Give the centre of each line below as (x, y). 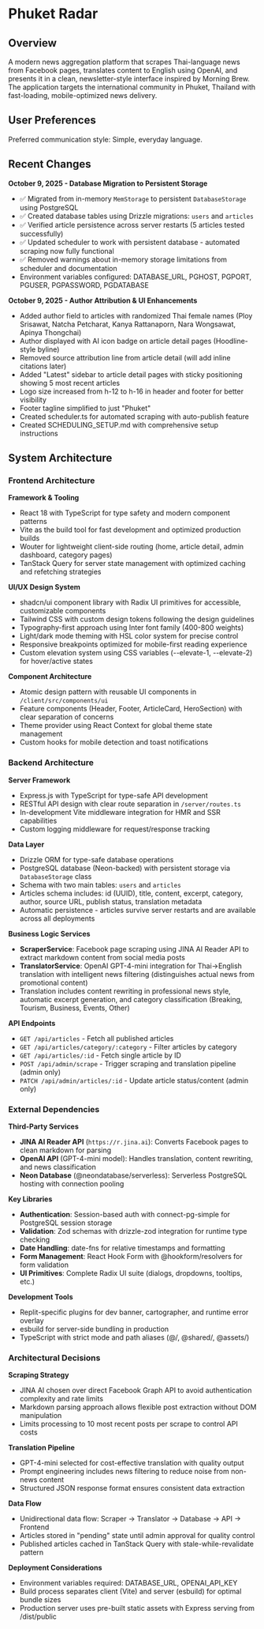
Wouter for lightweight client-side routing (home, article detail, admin (132, 547)
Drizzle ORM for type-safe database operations (97, 859)
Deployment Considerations (55, 1568)
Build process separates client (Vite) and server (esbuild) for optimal (130, 1591)
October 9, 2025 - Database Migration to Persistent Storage (108, 183)
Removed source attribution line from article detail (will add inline (125, 357)
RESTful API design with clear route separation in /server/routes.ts (130, 804)
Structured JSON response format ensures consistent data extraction (132, 1488)
